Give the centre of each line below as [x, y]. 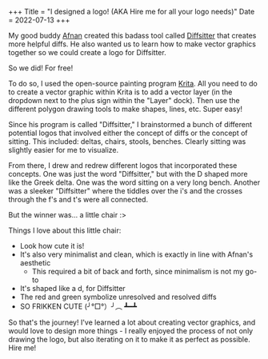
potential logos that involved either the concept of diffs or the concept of [128, 133]
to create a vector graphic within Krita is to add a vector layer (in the [120, 92]
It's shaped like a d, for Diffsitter [72, 288]
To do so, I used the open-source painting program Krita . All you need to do [133, 84]
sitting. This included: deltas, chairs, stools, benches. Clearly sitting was [127, 142]
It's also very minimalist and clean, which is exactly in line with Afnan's [136, 254]
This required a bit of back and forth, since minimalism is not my [138, 271]
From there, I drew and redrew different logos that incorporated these [123, 166]
